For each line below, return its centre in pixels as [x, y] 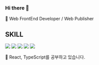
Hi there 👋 [17, 8]
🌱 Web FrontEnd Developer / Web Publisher [49, 19]
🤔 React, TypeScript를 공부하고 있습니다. [45, 57]
